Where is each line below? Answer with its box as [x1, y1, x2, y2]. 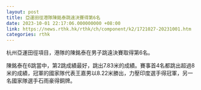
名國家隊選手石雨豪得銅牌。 [6, 77, 76, 85]
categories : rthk [6, 32, 50, 38]
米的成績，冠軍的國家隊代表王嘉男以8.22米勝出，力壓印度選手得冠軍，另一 [6, 69, 193, 77]
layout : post [6, 9, 39, 15]
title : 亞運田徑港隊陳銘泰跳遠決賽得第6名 [6, 15, 101, 21]
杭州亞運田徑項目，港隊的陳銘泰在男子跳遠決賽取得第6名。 [6, 49, 154, 57]
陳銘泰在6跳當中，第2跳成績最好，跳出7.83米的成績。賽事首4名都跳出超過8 [6, 62, 196, 69]
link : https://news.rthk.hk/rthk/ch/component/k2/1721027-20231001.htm [6, 26, 191, 32]
